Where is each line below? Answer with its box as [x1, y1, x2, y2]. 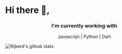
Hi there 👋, [5, 4, 50, 16]
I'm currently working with [51, 22, 117, 29]
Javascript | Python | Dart [57, 33, 111, 39]
